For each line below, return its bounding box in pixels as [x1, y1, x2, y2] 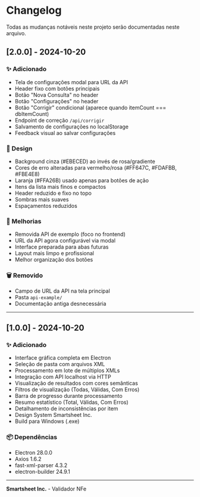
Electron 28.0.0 [14, 449, 52, 456]
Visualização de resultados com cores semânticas [14, 380, 138, 387]
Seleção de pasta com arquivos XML [14, 361, 105, 368]
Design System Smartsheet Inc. [14, 412, 92, 419]
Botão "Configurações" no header [14, 97, 99, 105]
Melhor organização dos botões [14, 256, 93, 263]
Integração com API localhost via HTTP [14, 373, 111, 381]
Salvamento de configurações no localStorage [14, 123, 129, 130]
